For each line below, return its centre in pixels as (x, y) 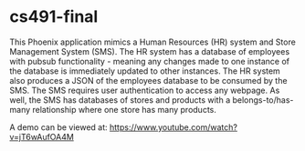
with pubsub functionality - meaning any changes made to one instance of (150, 61)
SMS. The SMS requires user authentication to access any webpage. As (145, 90)
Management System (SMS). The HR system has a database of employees (150, 51)
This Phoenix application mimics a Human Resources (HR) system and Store (153, 42)
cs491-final (54, 17)
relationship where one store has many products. (124, 109)
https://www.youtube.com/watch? (173, 127)
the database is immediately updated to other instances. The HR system (145, 71)
